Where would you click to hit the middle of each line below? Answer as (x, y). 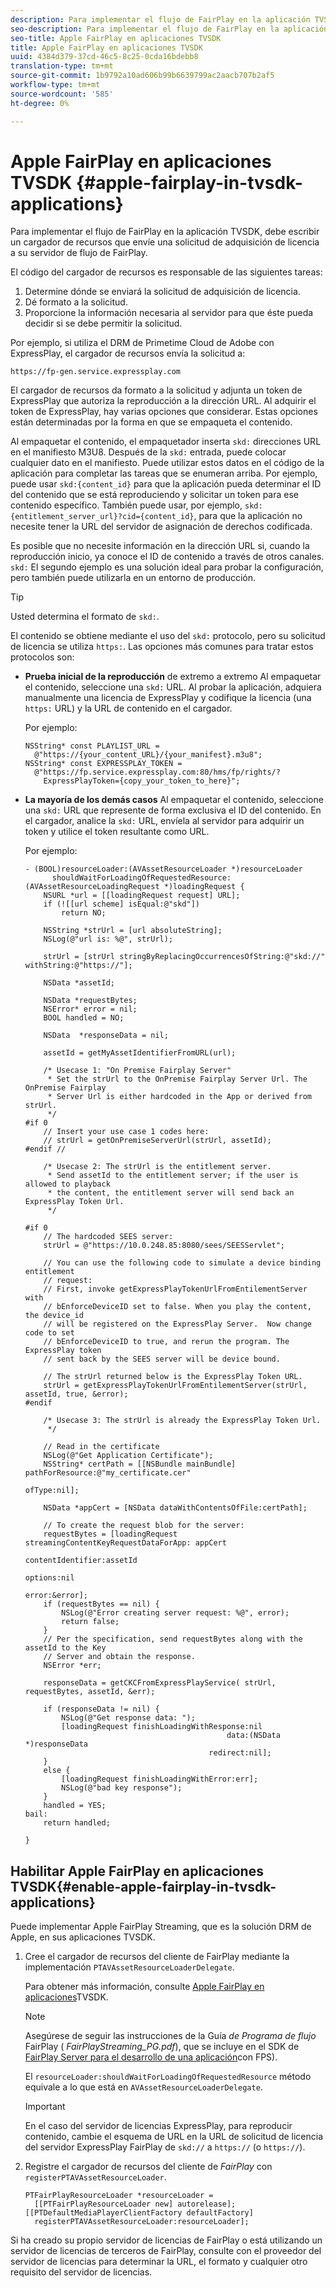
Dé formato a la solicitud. (76, 302)
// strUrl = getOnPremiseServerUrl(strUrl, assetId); (157, 1141)
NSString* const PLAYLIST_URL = (92, 746)
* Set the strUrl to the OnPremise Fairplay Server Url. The (177, 1079)
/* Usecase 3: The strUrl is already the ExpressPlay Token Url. (182, 1421)
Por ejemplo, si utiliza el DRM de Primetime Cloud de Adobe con (142, 343)
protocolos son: (42, 657)
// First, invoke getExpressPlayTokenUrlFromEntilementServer (175, 1289)
